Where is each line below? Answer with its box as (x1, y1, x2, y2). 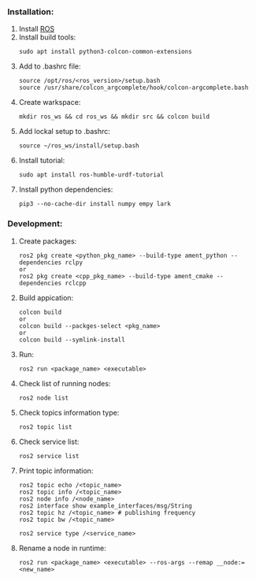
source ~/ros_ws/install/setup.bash (18, 142, 139, 150)
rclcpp (65, 279, 87, 287)
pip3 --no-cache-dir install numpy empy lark (18, 200, 171, 208)
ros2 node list (18, 393, 69, 402)
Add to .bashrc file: (18, 61, 81, 71)
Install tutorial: (18, 156, 65, 166)
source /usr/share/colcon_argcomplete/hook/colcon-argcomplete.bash (18, 84, 249, 92)
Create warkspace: (18, 98, 81, 107)
